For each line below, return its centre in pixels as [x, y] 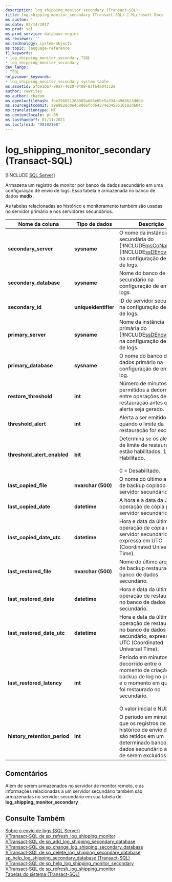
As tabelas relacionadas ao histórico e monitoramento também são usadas [84, 206]
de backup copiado [143, 485]
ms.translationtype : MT [31, 110]
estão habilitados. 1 [143, 451]
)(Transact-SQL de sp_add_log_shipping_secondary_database [70, 841]
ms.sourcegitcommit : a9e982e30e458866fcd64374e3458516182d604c [74, 106]
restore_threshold [30, 396]
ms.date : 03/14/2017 [27, 24]
